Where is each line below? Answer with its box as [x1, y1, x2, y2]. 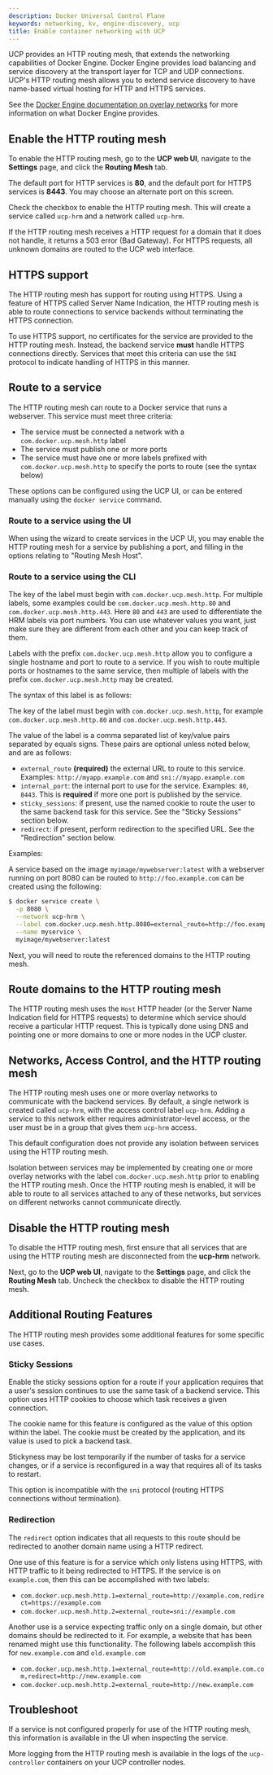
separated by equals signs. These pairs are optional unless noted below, [8, 739, 250, 749]
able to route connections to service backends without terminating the [8, 307, 244, 316]
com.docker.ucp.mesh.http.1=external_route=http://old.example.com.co [19, 1665, 265, 1673]
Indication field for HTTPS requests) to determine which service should [8, 1013, 247, 1022]
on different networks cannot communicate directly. [8, 1197, 182, 1207]
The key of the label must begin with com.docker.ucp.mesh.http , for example [8, 706, 264, 716]
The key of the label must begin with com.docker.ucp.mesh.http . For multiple [8, 590, 263, 600]
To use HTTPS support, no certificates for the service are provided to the [8, 332, 253, 341]
